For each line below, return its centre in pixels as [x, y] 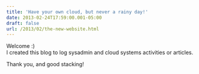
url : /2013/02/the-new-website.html [53, 29]
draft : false [23, 23]
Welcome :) [21, 46]
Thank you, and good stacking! [45, 64]
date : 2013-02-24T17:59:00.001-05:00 [54, 18]
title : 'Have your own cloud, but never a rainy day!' [77, 12]
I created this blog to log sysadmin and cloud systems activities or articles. [100, 53]
